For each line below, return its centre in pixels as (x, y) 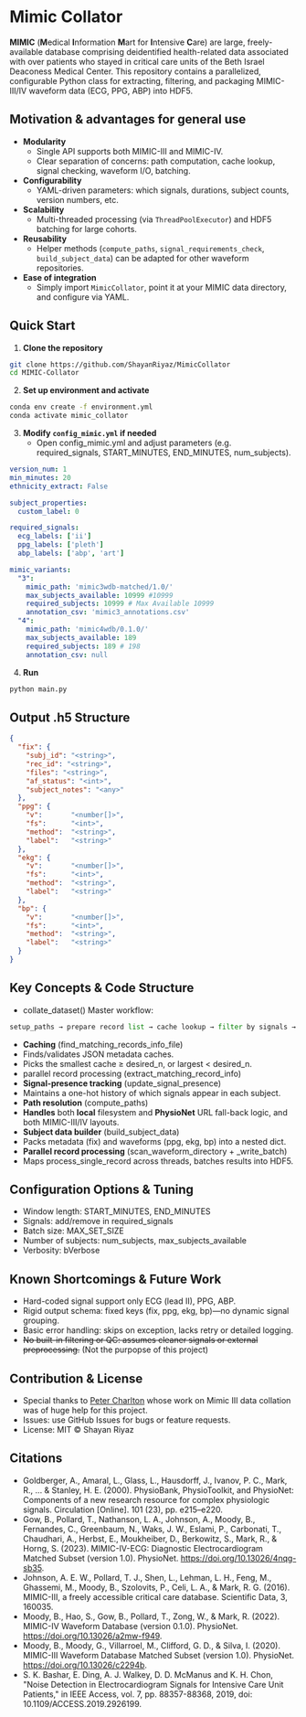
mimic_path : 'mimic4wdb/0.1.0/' (87, 629)
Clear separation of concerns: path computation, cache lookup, (156, 161)
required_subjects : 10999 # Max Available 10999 (120, 604)
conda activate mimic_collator (69, 416)
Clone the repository (63, 347)
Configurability (52, 180)
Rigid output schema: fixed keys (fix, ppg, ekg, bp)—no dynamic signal (156, 1311)
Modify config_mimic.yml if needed (90, 433)
